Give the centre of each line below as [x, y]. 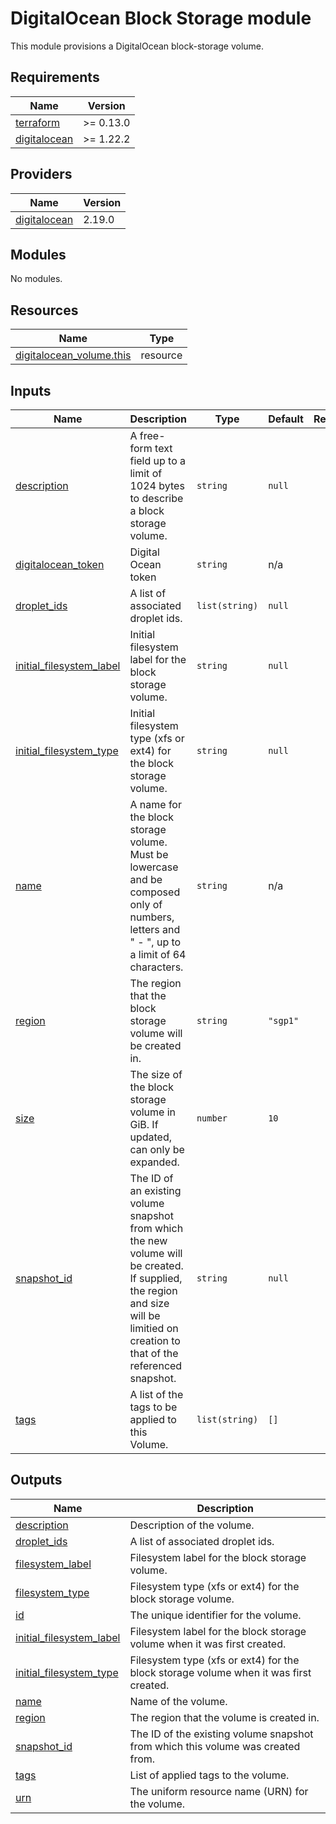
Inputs [31, 390]
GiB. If [144, 1124]
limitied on [154, 1328]
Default [286, 419]
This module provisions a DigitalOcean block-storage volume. [137, 46]
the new [148, 1240]
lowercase [154, 867]
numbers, [152, 917]
